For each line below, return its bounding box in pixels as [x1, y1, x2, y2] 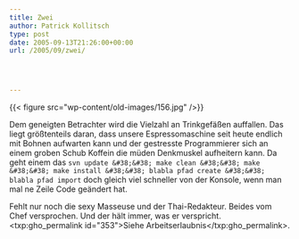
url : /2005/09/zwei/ [9, 46, 87, 55]
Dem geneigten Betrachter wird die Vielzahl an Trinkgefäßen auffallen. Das [9, 119, 284, 130]
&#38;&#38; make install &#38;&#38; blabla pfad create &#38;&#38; [9, 167, 266, 176]
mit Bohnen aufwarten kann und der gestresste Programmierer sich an [9, 138, 269, 149]
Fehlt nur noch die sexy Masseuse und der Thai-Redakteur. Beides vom [9, 202, 272, 212]
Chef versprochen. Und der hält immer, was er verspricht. [9, 210, 221, 221]
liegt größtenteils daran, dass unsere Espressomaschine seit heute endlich [9, 128, 283, 139]
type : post [9, 29, 50, 38]
